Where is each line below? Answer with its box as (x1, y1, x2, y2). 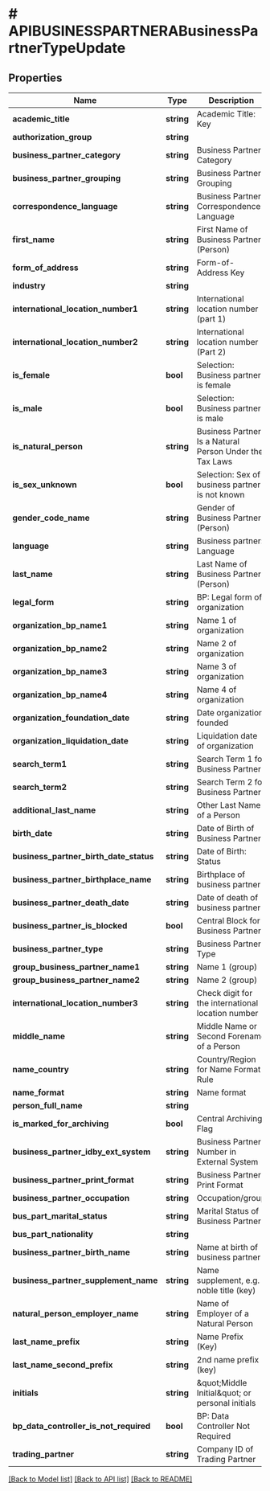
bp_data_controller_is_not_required (12, 1420, 151, 1432)
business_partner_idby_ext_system (12, 1146, 151, 1157)
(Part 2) (196, 346, 227, 358)
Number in (196, 1146, 237, 1157)
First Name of (196, 224, 248, 235)
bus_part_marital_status (12, 1210, 108, 1222)
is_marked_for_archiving (12, 1118, 109, 1129)
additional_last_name (12, 805, 96, 816)
